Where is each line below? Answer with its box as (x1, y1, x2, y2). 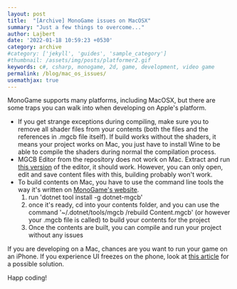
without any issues (28, 231, 84, 239)
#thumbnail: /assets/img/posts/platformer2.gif (7, 57, 152, 64)
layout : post (7, 10, 46, 18)
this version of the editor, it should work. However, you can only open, (17, 163, 223, 172)
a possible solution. (7, 260, 65, 268)
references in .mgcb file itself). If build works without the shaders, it (17, 132, 216, 141)
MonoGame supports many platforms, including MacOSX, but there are (7, 96, 216, 105)
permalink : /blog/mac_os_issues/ (7, 70, 107, 77)
